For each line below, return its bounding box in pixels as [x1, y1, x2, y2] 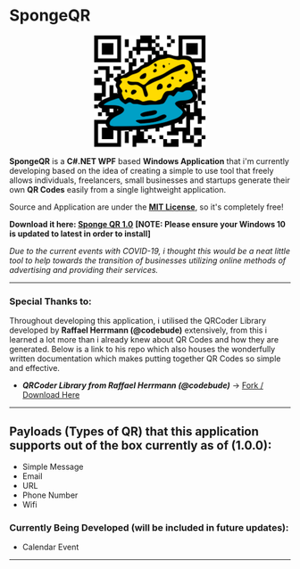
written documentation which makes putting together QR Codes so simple [9, 353, 281, 364]
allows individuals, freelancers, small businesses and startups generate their [9, 175, 290, 186]
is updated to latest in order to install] [9, 228, 151, 239]
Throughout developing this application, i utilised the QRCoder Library [9, 316, 266, 326]
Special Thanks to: [9, 295, 92, 308]
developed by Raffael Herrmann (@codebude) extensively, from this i [9, 325, 268, 335]
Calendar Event [21, 541, 79, 553]
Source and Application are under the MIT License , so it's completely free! [9, 202, 284, 212]
